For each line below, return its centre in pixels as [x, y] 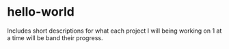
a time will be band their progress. [55, 37]
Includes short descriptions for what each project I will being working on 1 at [114, 31]
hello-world [41, 12]
